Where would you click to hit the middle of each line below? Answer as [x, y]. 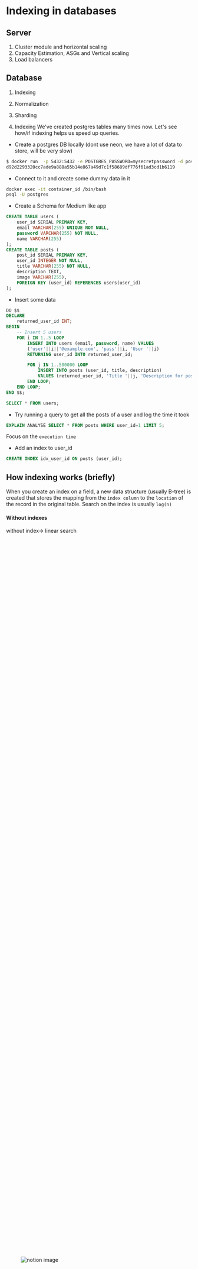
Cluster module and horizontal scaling [61, 47]
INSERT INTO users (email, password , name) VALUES [91, 343]
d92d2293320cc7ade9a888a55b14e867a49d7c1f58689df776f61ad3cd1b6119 [91, 167]
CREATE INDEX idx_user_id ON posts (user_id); [64, 459]
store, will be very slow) [43, 150]
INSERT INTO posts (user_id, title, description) [100, 371]
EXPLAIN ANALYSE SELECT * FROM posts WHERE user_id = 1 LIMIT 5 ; [85, 425]
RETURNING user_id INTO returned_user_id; [80, 354]
